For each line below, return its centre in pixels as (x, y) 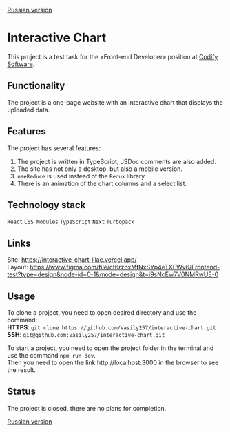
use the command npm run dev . (52, 355)
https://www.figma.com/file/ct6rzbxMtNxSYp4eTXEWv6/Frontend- (125, 267)
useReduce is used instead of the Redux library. (82, 176)
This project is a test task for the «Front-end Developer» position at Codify (113, 56)
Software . (21, 64)
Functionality (36, 86)
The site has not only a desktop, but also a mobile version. (100, 169)
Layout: (18, 267)
